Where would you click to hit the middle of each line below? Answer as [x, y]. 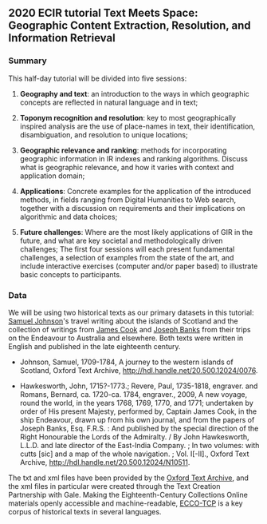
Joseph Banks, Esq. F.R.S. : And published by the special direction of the [139, 428]
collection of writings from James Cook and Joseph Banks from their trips [130, 329]
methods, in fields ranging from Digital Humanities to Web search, [128, 200]
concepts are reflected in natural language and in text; [109, 102]
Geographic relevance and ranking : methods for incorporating [123, 150]
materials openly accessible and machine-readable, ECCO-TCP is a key [126, 503]
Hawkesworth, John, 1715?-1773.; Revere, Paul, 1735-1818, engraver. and [139, 386]
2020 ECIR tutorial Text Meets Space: [103, 13]
